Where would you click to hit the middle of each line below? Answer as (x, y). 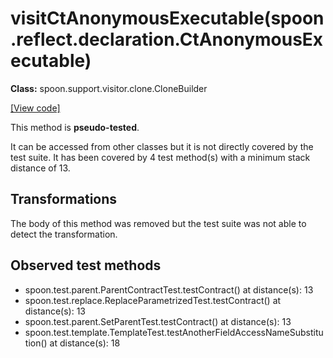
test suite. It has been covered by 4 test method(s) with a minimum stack (160, 157)
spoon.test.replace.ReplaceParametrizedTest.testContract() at (153, 300)
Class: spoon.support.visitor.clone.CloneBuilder (109, 88)
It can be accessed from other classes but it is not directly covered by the (162, 146)
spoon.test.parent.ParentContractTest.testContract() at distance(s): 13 (169, 289)
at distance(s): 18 (85, 343)
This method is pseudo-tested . (75, 127)
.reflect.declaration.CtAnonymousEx (167, 39)
